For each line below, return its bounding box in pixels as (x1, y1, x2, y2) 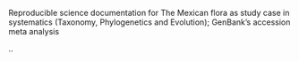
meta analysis (8, 27, 60, 36)
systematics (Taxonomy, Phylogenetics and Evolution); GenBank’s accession (8, 17, 291, 27)
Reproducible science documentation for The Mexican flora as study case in (8, 8, 290, 18)
